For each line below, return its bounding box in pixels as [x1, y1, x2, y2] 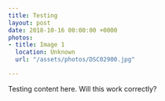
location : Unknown [15, 48, 76, 56]
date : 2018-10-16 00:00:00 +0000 [8, 26, 118, 34]
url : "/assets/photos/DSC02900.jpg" [15, 56, 135, 64]
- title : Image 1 [8, 41, 65, 49]
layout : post [8, 19, 51, 27]
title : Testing [8, 11, 58, 20]
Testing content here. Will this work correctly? [8, 84, 157, 93]
